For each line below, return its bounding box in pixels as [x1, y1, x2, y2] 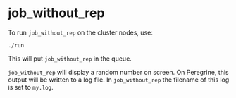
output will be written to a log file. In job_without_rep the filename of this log [8, 75, 230, 84]
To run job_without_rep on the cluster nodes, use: [8, 28, 154, 37]
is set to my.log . [8, 82, 54, 91]
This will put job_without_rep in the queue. [8, 54, 132, 63]
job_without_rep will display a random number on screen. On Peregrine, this [8, 68, 229, 76]
